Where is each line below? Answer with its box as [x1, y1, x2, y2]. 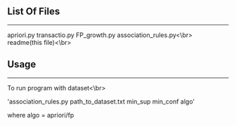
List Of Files [7, 6, 60, 17]
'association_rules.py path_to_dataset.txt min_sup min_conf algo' [7, 97, 195, 106]
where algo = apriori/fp [7, 111, 74, 119]
